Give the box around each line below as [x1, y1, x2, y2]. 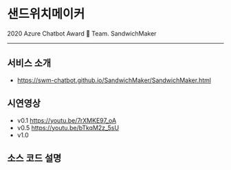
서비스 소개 [7, 58, 52, 69]
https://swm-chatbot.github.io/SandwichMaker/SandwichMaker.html [16, 76, 212, 84]
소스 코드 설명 [7, 152, 62, 164]
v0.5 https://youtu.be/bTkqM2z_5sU [16, 123, 119, 132]
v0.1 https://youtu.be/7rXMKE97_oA [16, 116, 117, 124]
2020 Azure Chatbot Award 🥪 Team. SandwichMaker [7, 29, 157, 38]
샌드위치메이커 [7, 6, 85, 22]
